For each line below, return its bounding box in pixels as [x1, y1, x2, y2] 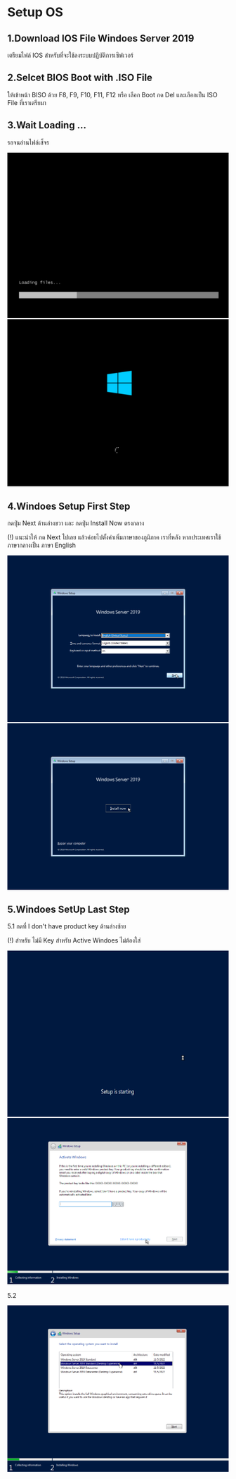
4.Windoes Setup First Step [7, 500, 131, 512]
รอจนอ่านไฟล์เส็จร [7, 138, 50, 147]
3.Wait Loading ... [7, 119, 86, 131]
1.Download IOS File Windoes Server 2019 [7, 32, 195, 44]
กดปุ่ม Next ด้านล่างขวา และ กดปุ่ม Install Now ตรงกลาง [7, 519, 145, 527]
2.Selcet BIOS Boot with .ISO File [7, 72, 153, 84]
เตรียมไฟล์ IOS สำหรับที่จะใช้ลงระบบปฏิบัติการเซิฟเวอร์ [7, 51, 133, 59]
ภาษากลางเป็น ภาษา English [7, 541, 76, 550]
